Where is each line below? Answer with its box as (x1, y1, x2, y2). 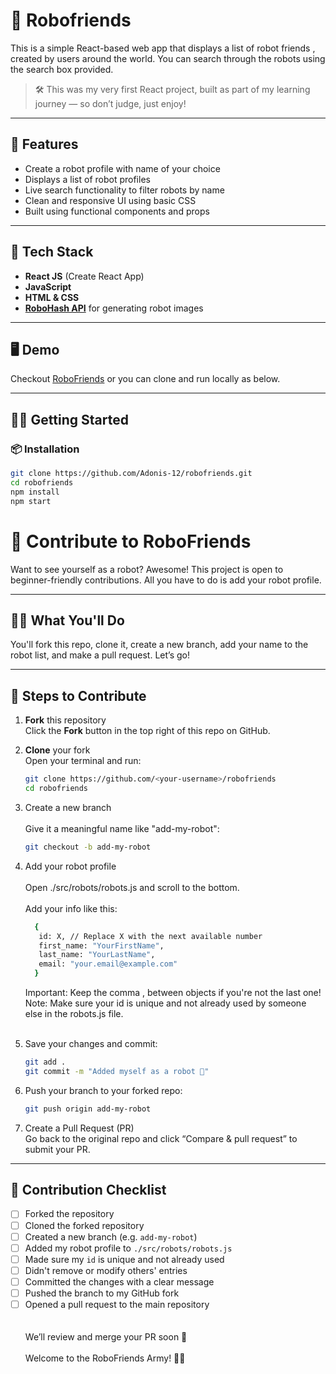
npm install (10, 487, 60, 497)
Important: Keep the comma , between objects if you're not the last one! (24, 987, 322, 998)
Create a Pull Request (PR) (24, 1122, 135, 1134)
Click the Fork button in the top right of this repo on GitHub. (24, 725, 271, 737)
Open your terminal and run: (24, 755, 142, 767)
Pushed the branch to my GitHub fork (24, 1287, 180, 1299)
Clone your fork (24, 744, 91, 756)
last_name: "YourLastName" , (38, 950, 156, 960)
